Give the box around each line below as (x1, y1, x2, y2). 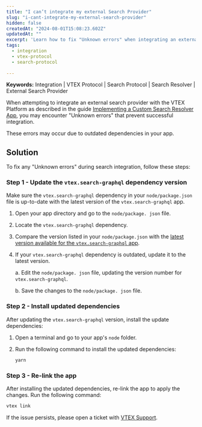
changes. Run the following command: (6, 391, 102, 398)
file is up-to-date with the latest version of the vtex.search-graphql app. (6, 198, 185, 205)
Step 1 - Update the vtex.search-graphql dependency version (6, 178, 188, 187)
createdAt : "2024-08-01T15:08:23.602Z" (6, 25, 106, 32)
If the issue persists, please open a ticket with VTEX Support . (6, 414, 158, 421)
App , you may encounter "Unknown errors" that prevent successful (6, 112, 173, 119)
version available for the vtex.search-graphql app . (14, 240, 140, 247)
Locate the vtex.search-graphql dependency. (14, 222, 128, 229)
